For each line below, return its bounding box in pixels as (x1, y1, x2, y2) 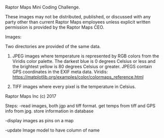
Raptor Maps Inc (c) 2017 (5, 93, 56, 99)
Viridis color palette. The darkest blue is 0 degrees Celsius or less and (12, 58, 156, 64)
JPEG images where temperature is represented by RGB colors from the (12, 53, 160, 59)
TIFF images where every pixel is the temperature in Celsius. (12, 84, 136, 90)
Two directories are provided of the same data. (5, 44, 101, 49)
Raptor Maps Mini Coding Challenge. (5, 4, 80, 10)
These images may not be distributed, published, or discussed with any (5, 14, 151, 19)
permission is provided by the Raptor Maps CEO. (5, 24, 105, 30)
